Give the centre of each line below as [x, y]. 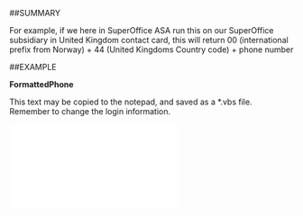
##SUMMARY [35, 13]
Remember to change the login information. [90, 111]
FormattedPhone [41, 84]
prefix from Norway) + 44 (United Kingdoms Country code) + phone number [151, 49]
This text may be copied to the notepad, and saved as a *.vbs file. [131, 102]
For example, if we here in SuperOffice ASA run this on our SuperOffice [142, 30]
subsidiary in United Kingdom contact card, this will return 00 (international [149, 40]
